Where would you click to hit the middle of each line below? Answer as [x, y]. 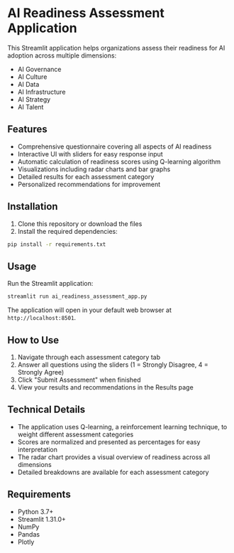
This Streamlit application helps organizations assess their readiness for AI [116, 48]
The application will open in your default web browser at [89, 310]
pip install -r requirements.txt [57, 244]
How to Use [33, 340]
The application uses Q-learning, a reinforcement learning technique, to [122, 426]
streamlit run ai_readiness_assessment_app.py [77, 296]
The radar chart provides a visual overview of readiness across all [114, 457]
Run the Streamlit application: [50, 284]
